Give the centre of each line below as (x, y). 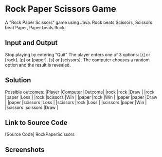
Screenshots (25, 149)
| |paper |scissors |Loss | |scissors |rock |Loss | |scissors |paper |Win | (76, 102)
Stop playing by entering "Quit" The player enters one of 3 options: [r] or (78, 54)
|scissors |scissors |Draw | (32, 107)
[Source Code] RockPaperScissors (40, 134)
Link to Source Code (36, 122)
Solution (18, 80)
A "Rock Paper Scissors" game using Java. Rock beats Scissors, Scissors (79, 22)
